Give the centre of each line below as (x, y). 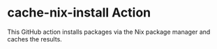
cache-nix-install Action (79, 13)
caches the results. (35, 39)
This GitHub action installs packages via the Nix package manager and (109, 32)
